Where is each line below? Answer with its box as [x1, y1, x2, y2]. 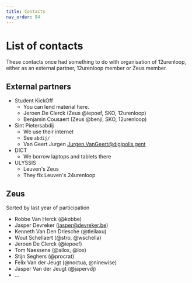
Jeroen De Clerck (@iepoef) [14, 240, 82, 247]
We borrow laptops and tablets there [23, 153, 111, 160]
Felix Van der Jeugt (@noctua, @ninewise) [14, 259, 117, 266]
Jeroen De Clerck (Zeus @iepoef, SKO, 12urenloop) [23, 109, 147, 117]
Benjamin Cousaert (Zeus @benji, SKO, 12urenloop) [23, 116, 147, 123]
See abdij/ [23, 134, 50, 141]
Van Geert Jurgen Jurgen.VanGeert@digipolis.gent [23, 141, 146, 148]
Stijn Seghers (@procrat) [14, 253, 75, 260]
